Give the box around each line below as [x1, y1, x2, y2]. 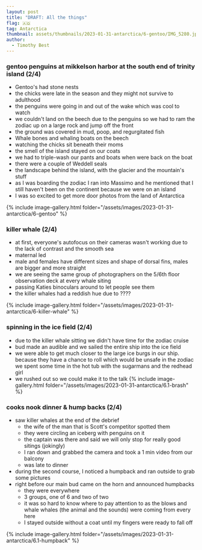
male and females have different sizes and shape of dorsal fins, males [14, 258, 188, 265]
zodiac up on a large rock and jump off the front [14, 122, 134, 129]
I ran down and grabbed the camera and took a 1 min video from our [23, 449, 193, 456]
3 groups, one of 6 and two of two [23, 493, 109, 501]
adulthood [14, 96, 41, 104]
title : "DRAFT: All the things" [6, 14, 87, 20]
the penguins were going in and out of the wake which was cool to [14, 103, 180, 110]
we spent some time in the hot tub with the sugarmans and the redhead [14, 362, 192, 369]
